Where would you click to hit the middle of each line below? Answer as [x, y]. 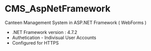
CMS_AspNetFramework [58, 9]
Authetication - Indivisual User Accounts [54, 37]
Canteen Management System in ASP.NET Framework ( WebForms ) [76, 22]
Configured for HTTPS [35, 42]
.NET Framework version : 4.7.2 [45, 32]
